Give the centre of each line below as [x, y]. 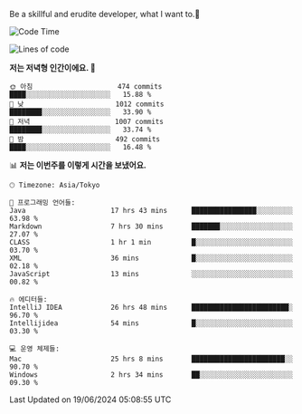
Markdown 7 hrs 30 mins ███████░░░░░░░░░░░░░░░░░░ [151, 226]
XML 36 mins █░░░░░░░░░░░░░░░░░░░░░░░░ [151, 258]
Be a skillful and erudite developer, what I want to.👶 [105, 14]
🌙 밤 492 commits [85, 140]
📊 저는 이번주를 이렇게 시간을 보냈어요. [78, 165]
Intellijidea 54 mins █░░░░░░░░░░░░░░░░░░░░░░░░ [151, 323]
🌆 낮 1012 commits [87, 104]
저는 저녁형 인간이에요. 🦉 [53, 67]
